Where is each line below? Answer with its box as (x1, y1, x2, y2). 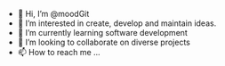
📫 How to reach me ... (17, 47, 100, 57)
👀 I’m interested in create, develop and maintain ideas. (17, 18, 217, 29)
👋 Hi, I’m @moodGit (17, 9, 90, 19)
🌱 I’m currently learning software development (17, 28, 189, 37)
